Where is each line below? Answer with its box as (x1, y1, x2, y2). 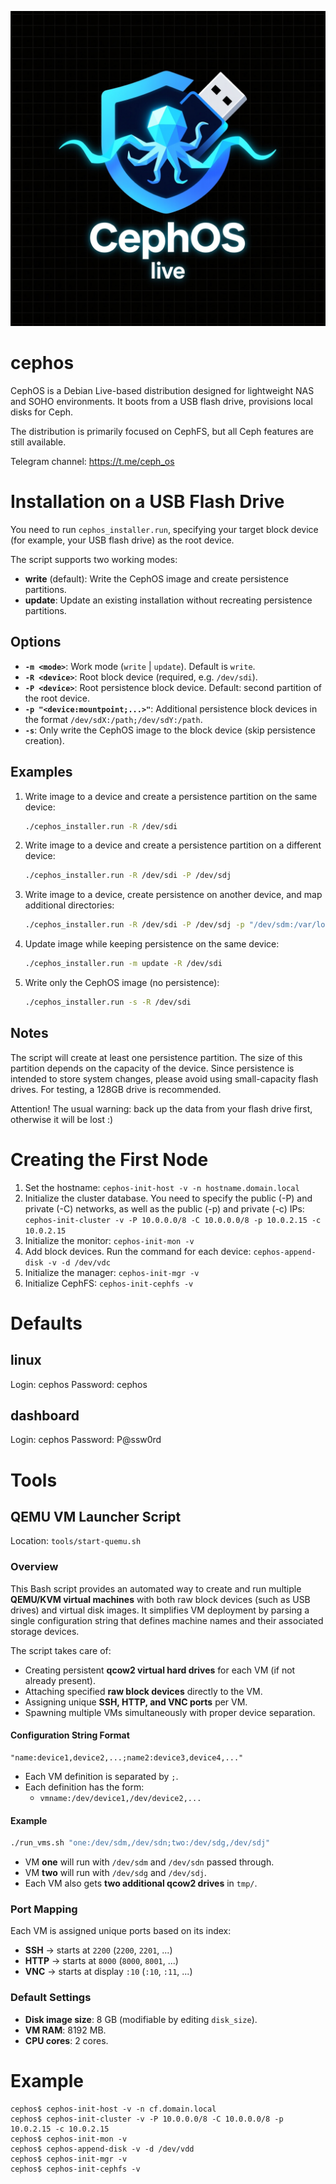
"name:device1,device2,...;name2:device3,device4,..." (10, 1752, 244, 1763)
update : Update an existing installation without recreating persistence (24, 594, 313, 606)
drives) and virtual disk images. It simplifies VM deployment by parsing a (10, 1604, 310, 1616)
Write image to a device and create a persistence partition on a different (24, 839, 322, 851)
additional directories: (24, 899, 115, 911)
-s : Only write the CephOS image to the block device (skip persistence (24, 724, 316, 736)
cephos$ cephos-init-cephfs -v (10, 2164, 141, 2174)
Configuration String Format (10, 1729, 130, 1741)
